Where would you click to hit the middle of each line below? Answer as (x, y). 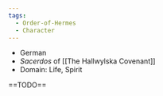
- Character (35, 30)
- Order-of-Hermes (46, 23)
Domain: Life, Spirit (51, 70)
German (33, 53)
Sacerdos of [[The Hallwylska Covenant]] (87, 61)
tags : (17, 15)
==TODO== (27, 85)
